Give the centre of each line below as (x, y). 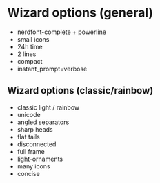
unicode (29, 114)
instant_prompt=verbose (52, 69)
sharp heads (35, 129)
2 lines (27, 54)
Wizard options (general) (80, 13)
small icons (33, 39)
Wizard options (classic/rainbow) (80, 90)
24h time (30, 46)
